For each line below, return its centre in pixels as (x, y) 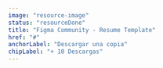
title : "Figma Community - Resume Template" (82, 30)
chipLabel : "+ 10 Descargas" (56, 52)
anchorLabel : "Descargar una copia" (68, 45)
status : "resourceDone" (47, 23)
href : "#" (24, 37)
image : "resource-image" (49, 15)
